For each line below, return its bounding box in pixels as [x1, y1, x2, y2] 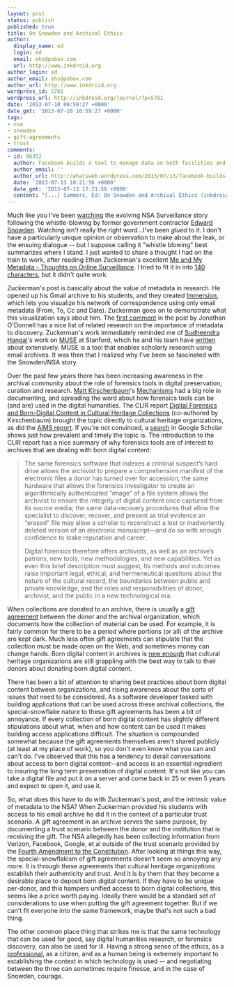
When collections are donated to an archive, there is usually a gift [7, 605, 195, 614]
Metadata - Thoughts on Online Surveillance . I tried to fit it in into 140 [7, 263, 205, 272]
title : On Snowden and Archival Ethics [7, 29, 123, 37]
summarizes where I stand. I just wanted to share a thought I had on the [7, 248, 213, 257]
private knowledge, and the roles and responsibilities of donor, [24, 584, 204, 593]
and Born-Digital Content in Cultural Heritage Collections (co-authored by [7, 409, 219, 417]
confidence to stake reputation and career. [24, 533, 147, 542]
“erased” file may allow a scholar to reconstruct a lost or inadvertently [24, 519, 225, 527]
